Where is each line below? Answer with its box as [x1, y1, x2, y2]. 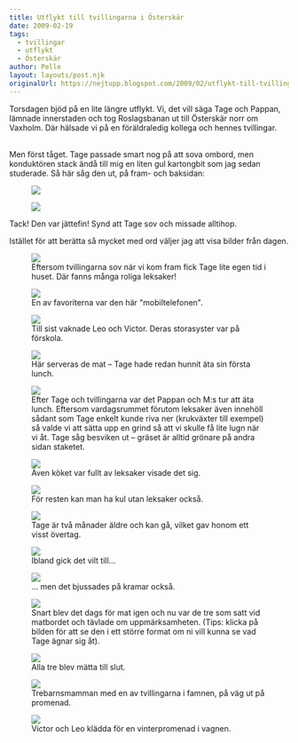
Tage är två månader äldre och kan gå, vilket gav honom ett [31, 519, 249, 530]
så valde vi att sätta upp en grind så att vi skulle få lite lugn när [31, 423, 260, 433]
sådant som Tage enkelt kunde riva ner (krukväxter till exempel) [31, 413, 264, 423]
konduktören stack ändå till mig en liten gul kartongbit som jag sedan [9, 158, 262, 169]
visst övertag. [31, 529, 82, 540]
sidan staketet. [31, 441, 86, 452]
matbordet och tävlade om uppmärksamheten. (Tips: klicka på [31, 616, 259, 627]
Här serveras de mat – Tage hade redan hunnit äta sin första [31, 359, 251, 369]
